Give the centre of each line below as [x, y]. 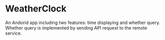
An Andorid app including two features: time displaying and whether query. [83, 22]
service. [14, 33]
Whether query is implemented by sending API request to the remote [76, 27]
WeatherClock [36, 9]
